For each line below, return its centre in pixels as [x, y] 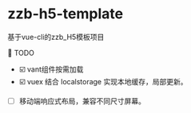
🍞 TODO [21, 53]
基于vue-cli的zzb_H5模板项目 [56, 37]
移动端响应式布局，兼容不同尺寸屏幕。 [82, 101]
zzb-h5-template [66, 14]
